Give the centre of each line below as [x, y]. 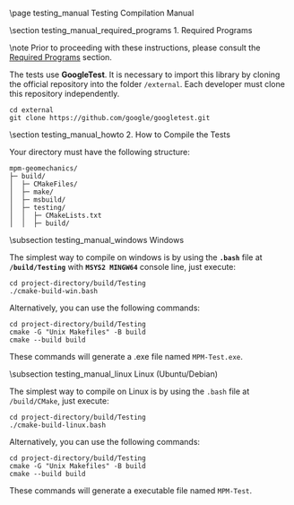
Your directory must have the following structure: [99, 152]
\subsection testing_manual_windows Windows [97, 240]
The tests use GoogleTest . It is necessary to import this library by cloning [145, 74]
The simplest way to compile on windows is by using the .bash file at [136, 257]
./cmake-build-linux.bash [57, 425]
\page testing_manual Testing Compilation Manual [102, 13]
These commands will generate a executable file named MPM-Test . [131, 491]
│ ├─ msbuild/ [38, 200]
